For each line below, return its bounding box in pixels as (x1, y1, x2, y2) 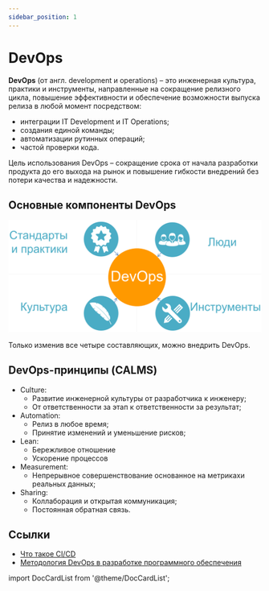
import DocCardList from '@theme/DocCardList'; (8, 573, 170, 583)
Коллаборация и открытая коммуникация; (31, 496, 177, 506)
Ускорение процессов (31, 453, 108, 463)
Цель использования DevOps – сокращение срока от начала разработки (8, 158, 259, 167)
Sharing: (19, 487, 48, 497)
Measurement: (19, 461, 68, 471)
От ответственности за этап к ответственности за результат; (31, 402, 242, 411)
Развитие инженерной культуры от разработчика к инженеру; (31, 393, 247, 403)
